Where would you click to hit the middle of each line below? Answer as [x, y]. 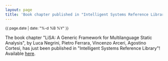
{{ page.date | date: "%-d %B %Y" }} [37, 28]
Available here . [20, 53]
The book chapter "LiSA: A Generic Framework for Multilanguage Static [79, 37]
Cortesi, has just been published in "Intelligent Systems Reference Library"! [83, 48]
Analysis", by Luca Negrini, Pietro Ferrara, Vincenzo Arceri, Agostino [76, 42]
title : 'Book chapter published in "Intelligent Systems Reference [77, 14]
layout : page [19, 10]
